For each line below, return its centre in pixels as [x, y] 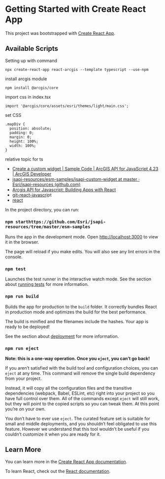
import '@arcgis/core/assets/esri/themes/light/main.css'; [67, 106]
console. [14, 257]
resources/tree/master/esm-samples [48, 227]
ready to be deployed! [28, 327]
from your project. [23, 378]
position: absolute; [31, 128]
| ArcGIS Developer [32, 174]
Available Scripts [32, 49]
